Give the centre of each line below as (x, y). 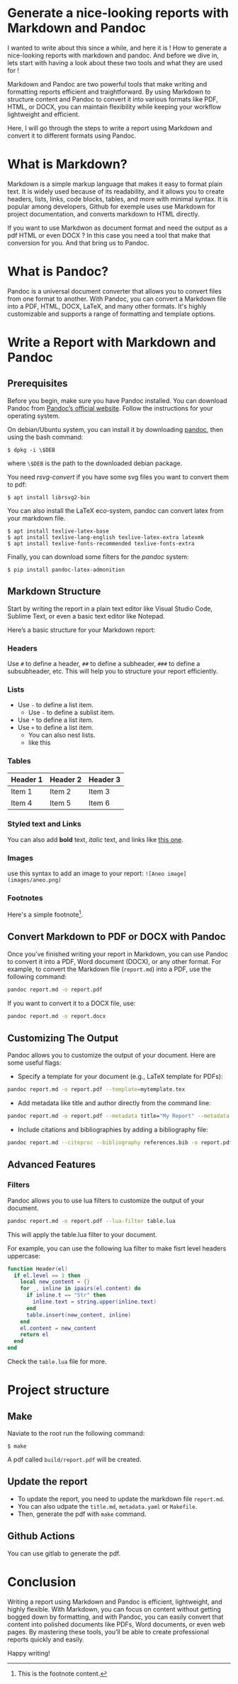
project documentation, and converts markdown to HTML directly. (103, 214)
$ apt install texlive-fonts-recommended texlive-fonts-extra (101, 543)
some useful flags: (34, 1063)
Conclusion (42, 1581)
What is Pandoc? (58, 272)
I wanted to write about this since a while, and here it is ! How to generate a (117, 48)
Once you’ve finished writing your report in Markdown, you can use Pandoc (118, 954)
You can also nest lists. (62, 735)
